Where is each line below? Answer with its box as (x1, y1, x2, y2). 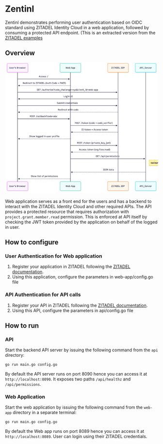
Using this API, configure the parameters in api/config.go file (12, 307, 133, 313)
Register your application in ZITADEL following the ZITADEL (12, 263, 131, 270)
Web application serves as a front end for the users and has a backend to (5, 198, 152, 204)
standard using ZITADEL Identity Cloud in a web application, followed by (5, 24, 149, 30)
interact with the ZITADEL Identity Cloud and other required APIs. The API (5, 203, 152, 209)
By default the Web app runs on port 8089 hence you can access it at (5, 428, 145, 434)
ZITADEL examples (5, 35, 43, 41)
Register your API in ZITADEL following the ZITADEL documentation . (12, 302, 148, 308)
